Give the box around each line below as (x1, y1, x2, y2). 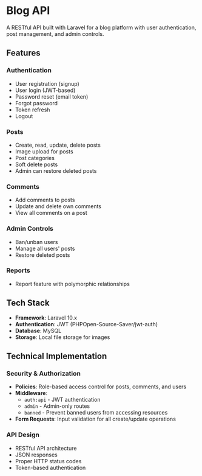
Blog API (6, 4, 50, 18)
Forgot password (15, 99, 58, 107)
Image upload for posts (15, 147, 74, 155)
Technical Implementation (6, 351, 107, 362)
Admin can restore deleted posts (15, 167, 97, 174)
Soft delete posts (15, 161, 58, 168)
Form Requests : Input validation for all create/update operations (15, 415, 176, 423)
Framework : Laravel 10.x (15, 314, 78, 321)
